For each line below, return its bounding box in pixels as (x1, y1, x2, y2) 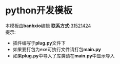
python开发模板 (5, 5, 73, 16)
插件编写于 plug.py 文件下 (12, 39, 66, 46)
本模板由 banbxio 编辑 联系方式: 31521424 (5, 23, 91, 29)
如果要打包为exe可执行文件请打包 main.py (12, 46, 102, 52)
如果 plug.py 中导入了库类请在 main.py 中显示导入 (12, 52, 115, 59)
